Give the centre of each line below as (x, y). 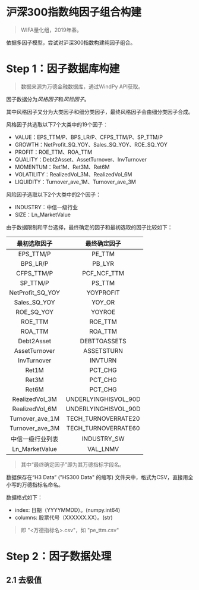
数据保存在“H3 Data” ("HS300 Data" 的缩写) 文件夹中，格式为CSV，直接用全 (100, 477)
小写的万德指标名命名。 (35, 485)
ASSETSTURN (103, 350)
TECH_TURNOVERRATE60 (103, 428)
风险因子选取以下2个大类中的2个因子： (54, 194)
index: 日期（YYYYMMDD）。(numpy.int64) (67, 510)
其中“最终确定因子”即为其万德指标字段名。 (72, 464)
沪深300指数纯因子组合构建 (74, 12)
